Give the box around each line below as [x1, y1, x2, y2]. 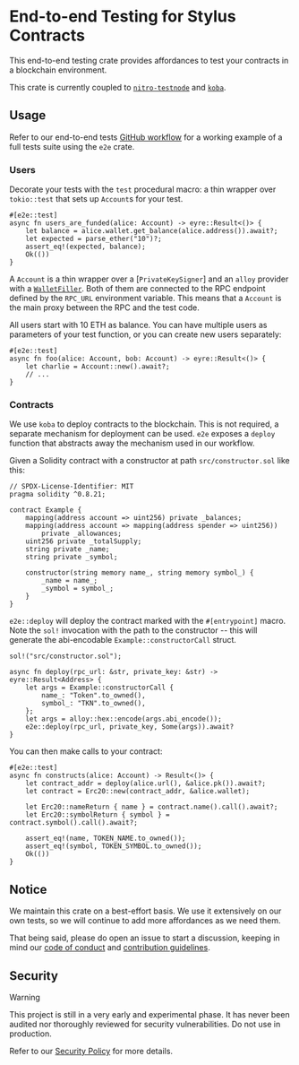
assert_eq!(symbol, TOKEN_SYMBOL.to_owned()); [25, 842, 202, 851]
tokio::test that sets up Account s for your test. [9, 194, 184, 204]
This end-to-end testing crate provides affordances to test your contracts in [9, 55, 289, 65]
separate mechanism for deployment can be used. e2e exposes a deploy [9, 429, 276, 439]
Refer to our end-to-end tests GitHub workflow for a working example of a [9, 132, 283, 143]
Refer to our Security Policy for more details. [9, 1045, 173, 1056]
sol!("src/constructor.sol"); [9, 652, 123, 661]
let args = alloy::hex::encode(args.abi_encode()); [25, 714, 222, 723]
